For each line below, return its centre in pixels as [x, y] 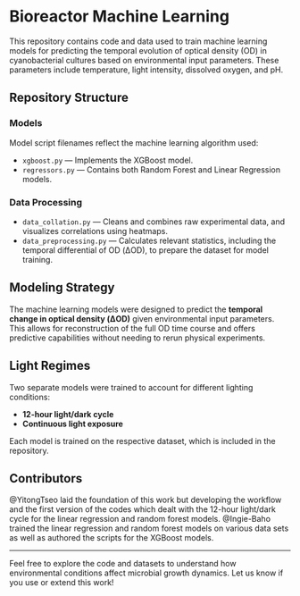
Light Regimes [50, 366]
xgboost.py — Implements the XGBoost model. [108, 160]
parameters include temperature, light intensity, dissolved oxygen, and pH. [146, 70]
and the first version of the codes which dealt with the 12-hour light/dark [143, 509]
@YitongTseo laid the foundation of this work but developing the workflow [146, 500]
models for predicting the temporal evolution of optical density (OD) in [138, 50]
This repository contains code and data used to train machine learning [138, 41]
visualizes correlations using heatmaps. [95, 231]
